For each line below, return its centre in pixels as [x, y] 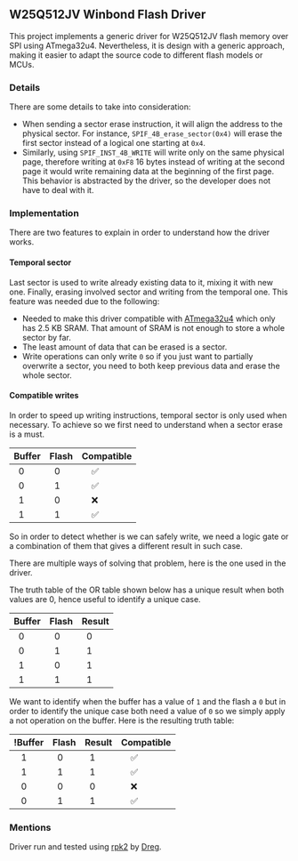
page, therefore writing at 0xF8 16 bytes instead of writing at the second [153, 162]
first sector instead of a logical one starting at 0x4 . [114, 143]
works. [22, 242]
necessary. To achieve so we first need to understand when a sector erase [146, 424]
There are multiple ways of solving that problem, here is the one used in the [148, 563]
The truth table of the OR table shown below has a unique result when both [147, 590]
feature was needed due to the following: [85, 301]
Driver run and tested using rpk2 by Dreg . [85, 847]
